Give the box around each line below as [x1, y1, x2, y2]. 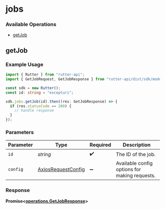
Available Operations [5, 21, 57, 28]
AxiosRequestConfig [37, 166, 85, 173]
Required [89, 141, 112, 148]
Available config [116, 160, 153, 167]
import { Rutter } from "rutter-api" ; [5, 72, 85, 77]
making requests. [116, 172, 156, 179]
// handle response [14, 108, 54, 113]
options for [116, 166, 141, 173]
